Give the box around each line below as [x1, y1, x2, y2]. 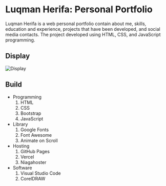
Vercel [20, 154, 34, 160]
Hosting [12, 142, 30, 149]
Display [5, 52, 30, 60]
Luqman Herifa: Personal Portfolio [5, 4, 153, 15]
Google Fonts [20, 127, 49, 133]
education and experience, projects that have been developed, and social [5, 26, 160, 32]
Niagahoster [20, 159, 47, 165]
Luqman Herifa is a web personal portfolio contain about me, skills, [5, 20, 147, 27]
